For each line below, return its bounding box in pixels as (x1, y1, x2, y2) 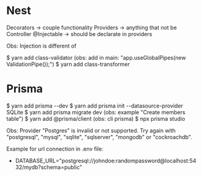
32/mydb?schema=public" (15, 163, 83, 171)
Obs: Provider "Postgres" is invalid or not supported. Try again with (6, 126, 176, 134)
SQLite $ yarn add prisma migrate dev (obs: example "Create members (6, 108, 185, 116)
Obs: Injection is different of (6, 42, 77, 49)
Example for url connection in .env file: (6, 145, 104, 153)
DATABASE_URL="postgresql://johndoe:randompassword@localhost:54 (15, 157, 197, 164)
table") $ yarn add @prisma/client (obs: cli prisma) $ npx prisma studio (6, 115, 185, 122)
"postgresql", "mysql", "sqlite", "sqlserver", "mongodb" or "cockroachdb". (6, 133, 193, 140)
